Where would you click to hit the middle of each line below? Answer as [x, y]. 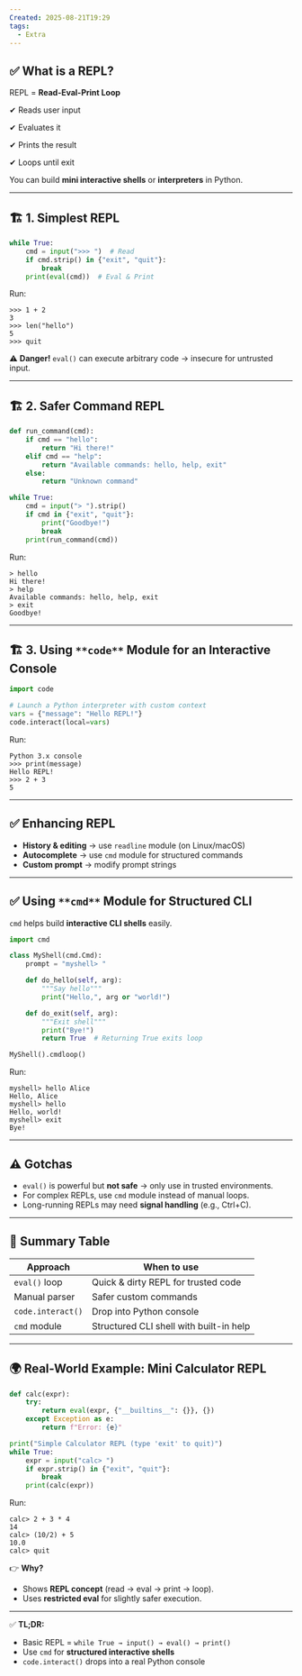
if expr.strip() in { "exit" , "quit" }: [98, 1469]
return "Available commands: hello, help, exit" [134, 465]
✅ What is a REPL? [62, 71]
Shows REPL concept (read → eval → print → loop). [118, 1589]
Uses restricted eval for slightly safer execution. [112, 1599]
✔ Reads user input [45, 110]
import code [31, 689]
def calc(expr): [40, 1394]
